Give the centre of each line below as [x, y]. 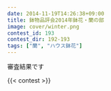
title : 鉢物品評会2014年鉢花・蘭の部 [56, 20]
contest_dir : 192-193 [39, 40]
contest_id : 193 [31, 33]
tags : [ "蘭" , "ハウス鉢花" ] [45, 46]
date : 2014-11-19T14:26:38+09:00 [56, 14]
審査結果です [25, 66]
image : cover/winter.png [43, 26]
